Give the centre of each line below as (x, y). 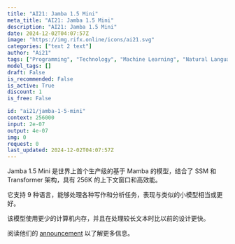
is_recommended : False (40, 79)
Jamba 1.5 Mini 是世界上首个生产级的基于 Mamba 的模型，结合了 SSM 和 (112, 171)
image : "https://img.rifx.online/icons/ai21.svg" (81, 40)
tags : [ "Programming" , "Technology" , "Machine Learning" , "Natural (108, 60)
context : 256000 (31, 118)
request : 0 (23, 144)
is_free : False (29, 99)
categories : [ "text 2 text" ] (50, 46)
